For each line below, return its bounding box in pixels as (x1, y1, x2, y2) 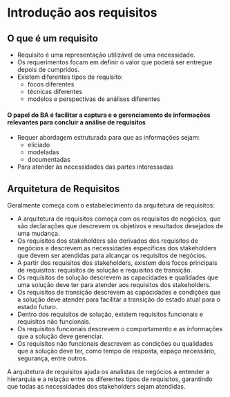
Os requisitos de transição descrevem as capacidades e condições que (17, 288, 221, 297)
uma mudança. (17, 230, 60, 238)
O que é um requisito (7, 33, 99, 44)
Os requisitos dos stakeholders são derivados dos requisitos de (17, 237, 198, 245)
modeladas (27, 148, 60, 156)
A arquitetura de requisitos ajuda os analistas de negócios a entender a (7, 368, 210, 376)
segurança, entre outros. (17, 354, 88, 362)
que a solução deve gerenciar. (17, 332, 104, 340)
